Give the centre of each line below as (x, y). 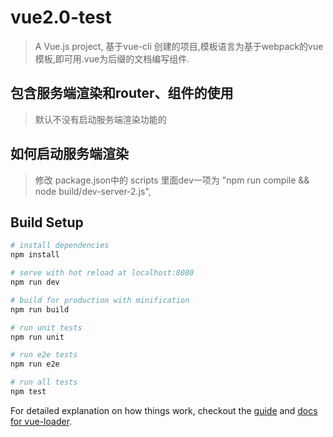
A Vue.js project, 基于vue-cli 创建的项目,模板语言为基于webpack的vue (179, 46)
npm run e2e (35, 364)
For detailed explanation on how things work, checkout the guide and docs (164, 410)
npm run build (40, 309)
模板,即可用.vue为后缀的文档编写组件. (112, 58)
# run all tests (44, 382)
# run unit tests (46, 327)
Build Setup (47, 222)
